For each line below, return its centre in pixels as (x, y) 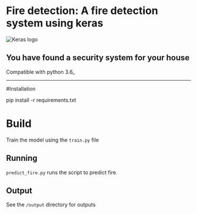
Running (22, 158)
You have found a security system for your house (98, 58)
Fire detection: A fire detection (82, 11)
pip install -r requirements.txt (41, 100)
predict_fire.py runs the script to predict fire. (62, 172)
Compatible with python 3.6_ (40, 72)
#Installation (21, 88)
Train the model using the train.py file (52, 140)
